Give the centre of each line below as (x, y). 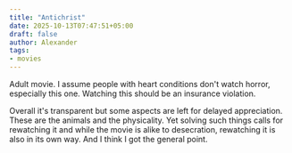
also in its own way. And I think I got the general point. (108, 139)
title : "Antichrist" (48, 17)
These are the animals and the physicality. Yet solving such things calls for (146, 120)
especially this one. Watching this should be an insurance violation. (133, 93)
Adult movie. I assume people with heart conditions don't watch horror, (140, 84)
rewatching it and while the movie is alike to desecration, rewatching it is (142, 129)
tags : (19, 51)
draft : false (33, 34)
